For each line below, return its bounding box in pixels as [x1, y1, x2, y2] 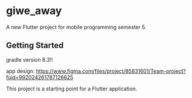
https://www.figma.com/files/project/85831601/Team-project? [36, 67, 186, 75]
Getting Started [6, 40, 64, 50]
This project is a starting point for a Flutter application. [6, 85, 137, 92]
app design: [6, 67, 35, 75]
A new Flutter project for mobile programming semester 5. [6, 23, 147, 31]
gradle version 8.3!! [6, 56, 53, 63]
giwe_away [6, 4, 62, 18]
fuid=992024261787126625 [6, 73, 73, 80]
